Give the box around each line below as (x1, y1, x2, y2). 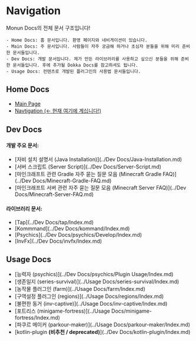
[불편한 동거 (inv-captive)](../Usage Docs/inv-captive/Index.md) (14, 300, 168, 307)
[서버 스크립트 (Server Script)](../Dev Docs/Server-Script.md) (14, 163, 162, 170)
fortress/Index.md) (14, 314, 61, 322)
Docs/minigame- (111, 307, 152, 314)
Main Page (14, 100, 41, 107)
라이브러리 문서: (6, 205, 43, 212)
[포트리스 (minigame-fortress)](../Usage (14, 307, 111, 314)
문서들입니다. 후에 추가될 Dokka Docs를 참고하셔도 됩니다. (12, 62, 138, 68)
